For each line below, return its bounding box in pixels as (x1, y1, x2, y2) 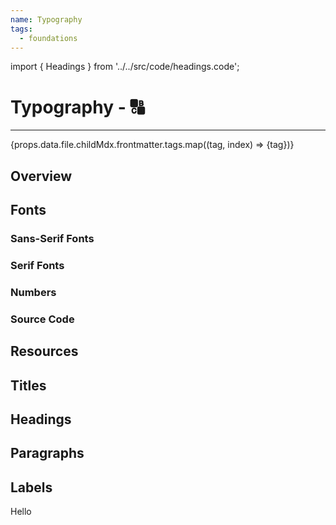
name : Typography (10, 14, 83, 25)
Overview (10, 167, 73, 185)
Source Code (10, 312, 75, 326)
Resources (10, 343, 79, 360)
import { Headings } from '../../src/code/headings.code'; (10, 61, 240, 73)
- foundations (19, 33, 78, 43)
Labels (10, 479, 53, 496)
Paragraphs (10, 445, 85, 462)
